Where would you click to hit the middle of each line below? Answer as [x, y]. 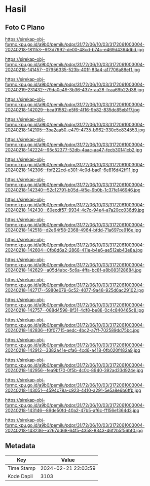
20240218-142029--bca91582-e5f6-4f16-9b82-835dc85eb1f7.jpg [72, 110]
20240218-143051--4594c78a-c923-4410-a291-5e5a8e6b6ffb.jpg [73, 390]
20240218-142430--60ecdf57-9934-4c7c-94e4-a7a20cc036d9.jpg [75, 210]
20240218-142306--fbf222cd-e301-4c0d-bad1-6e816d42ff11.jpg [72, 170]
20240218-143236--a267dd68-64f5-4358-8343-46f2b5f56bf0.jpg [74, 430]
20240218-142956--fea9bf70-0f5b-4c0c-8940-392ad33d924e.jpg [74, 370]
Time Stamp [22, 468]
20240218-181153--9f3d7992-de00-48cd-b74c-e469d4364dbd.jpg [75, 50]
